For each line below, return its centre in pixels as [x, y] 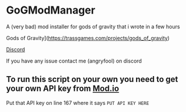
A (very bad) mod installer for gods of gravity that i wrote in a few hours [93, 27]
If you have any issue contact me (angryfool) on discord [74, 61]
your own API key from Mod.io [63, 89]
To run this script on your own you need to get [92, 79]
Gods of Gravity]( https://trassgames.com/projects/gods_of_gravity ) [88, 38]
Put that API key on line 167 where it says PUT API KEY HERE [78, 103]
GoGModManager [51, 10]
